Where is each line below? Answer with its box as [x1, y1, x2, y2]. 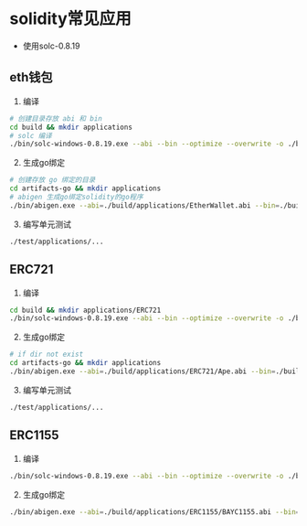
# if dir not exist [9, 349, 84, 360]
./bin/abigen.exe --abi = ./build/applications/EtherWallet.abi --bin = [9, 200, 281, 210]
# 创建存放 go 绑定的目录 [9, 176, 96, 185]
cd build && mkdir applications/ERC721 [9, 306, 162, 315]
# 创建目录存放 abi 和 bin [9, 113, 102, 123]
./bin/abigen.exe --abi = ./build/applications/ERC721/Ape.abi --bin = [9, 367, 276, 376]
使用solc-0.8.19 [22, 40, 80, 51]
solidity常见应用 [9, 8, 132, 29]
